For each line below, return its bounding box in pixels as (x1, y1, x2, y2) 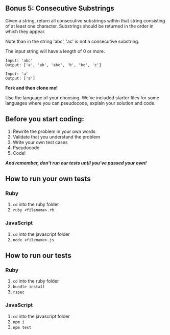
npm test (12, 325, 32, 330)
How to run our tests (5, 252, 71, 260)
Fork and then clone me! (5, 85, 58, 91)
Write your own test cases (12, 139, 68, 145)
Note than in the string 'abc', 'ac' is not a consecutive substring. (5, 38, 139, 44)
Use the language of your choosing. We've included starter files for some (5, 94, 160, 101)
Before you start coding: (5, 115, 84, 124)
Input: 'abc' (5, 58, 33, 63)
